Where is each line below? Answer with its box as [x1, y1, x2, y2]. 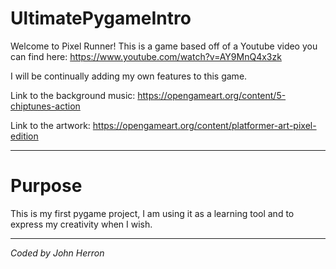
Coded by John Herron [10, 247, 105, 259]
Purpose [10, 175, 83, 197]
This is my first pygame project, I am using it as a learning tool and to [10, 207, 295, 219]
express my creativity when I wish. [10, 218, 153, 230]
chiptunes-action [10, 100, 81, 112]
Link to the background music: [10, 89, 136, 101]
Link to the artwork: [10, 119, 91, 131]
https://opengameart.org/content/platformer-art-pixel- [92, 119, 317, 131]
